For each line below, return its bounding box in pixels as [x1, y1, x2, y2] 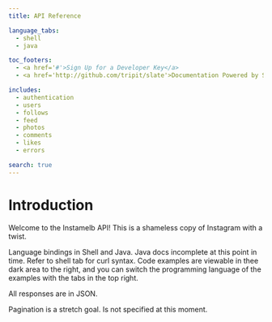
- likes [15, 139, 42, 147]
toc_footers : [8, 56, 53, 65]
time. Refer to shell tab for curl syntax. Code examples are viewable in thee [8, 255, 259, 265]
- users [15, 101, 42, 109]
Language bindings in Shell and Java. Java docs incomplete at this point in [8, 247, 257, 256]
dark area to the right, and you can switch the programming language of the [8, 264, 261, 274]
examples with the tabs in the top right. [8, 273, 139, 282]
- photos [15, 123, 45, 132]
